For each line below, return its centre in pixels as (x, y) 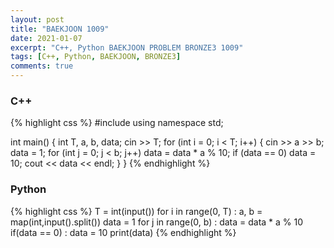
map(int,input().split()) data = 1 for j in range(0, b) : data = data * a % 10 (157, 222)
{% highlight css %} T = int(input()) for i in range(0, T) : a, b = (136, 211)
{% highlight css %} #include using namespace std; (117, 123)
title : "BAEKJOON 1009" (60, 29)
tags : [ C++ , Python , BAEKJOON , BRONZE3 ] (96, 57)
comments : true (42, 66)
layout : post (37, 19)
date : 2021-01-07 (46, 38)
